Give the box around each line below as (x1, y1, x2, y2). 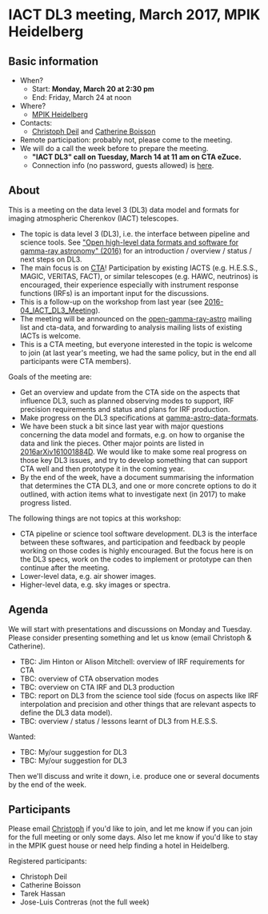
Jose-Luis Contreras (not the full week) (19, 897, 150, 907)
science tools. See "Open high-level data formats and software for (19, 237, 239, 247)
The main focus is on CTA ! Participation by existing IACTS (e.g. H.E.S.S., (19, 262, 258, 273)
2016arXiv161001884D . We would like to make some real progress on (19, 446, 247, 457)
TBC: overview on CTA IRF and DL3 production (19, 682, 175, 692)
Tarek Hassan (19, 889, 66, 899)
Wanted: (8, 732, 36, 741)
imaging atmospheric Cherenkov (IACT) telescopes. (8, 214, 179, 223)
